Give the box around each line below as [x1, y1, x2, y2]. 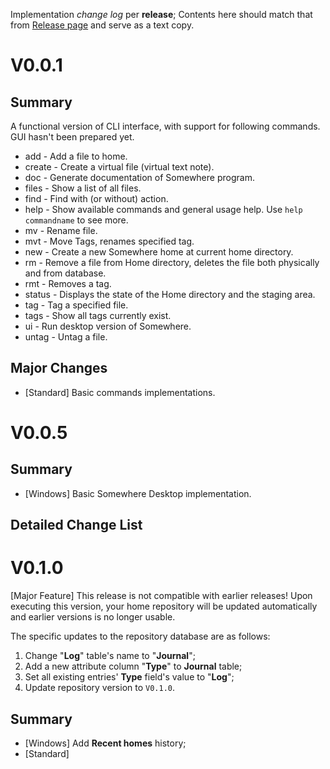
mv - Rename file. [24, 225, 98, 236]
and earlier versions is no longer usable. [10, 611, 176, 623]
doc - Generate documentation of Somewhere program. [24, 172, 255, 183]
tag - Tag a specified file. [24, 299, 129, 311]
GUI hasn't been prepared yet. [10, 131, 135, 143]
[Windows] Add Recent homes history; [24, 737, 187, 749]
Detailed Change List [10, 517, 143, 534]
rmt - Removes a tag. [24, 278, 112, 289]
